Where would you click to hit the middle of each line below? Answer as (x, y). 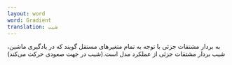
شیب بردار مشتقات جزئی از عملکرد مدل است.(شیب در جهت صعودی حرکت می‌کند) (116, 54)
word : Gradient (29, 20)
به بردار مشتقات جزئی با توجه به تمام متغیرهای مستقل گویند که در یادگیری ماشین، (114, 47)
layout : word (26, 14)
